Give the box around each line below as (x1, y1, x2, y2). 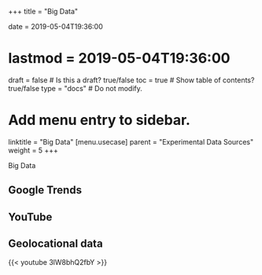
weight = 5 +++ (8, 145, 59, 155)
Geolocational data (8, 237, 104, 251)
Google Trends (8, 184, 83, 197)
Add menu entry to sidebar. (8, 112, 191, 129)
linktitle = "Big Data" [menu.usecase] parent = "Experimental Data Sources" (8, 137, 254, 146)
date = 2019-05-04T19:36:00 (8, 22, 104, 31)
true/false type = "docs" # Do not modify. (8, 83, 143, 93)
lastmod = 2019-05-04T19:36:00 (8, 49, 231, 68)
